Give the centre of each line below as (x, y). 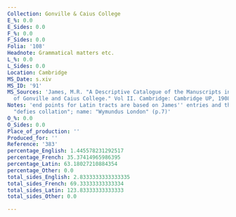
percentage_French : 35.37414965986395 (64, 158)
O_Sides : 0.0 (26, 125)
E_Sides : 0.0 (26, 27)
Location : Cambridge (38, 72)
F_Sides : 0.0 (26, 40)
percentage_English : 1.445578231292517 (66, 151)
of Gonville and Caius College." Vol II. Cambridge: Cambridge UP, (114, 99)
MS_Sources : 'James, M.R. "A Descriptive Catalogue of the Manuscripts (114, 92)
